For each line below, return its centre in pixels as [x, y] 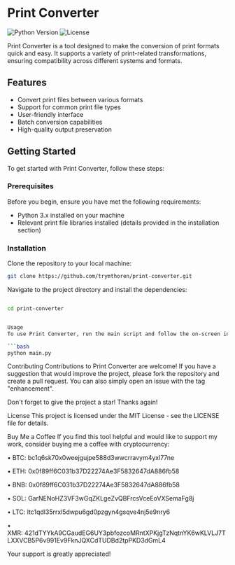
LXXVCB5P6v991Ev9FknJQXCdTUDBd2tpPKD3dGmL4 [87, 540]
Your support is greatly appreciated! [59, 554]
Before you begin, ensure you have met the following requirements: [104, 202]
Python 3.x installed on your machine [71, 215]
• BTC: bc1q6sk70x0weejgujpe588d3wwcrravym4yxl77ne [91, 458]
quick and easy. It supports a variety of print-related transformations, [107, 53]
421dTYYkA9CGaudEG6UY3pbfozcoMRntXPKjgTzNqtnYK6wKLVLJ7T [125, 533]
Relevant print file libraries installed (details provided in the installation [118, 223]
